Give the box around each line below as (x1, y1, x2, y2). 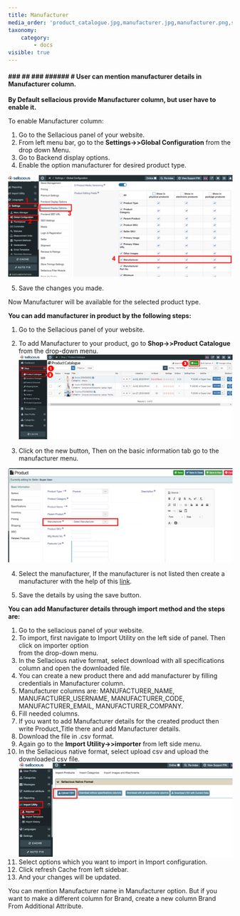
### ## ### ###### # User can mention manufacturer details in (8, 72, 202, 81)
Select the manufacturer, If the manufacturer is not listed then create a (18, 570, 225, 578)
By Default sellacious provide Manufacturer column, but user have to (8, 96, 216, 104)
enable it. (8, 103, 37, 112)
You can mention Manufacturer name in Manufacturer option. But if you (8, 886, 218, 895)
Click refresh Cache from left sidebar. (18, 865, 129, 873)
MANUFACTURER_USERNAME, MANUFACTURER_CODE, (18, 694, 185, 703)
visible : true (8, 49, 51, 56)
